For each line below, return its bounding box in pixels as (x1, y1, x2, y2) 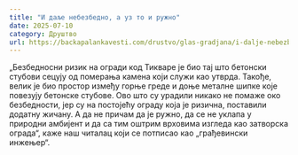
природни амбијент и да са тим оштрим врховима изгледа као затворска (9, 119, 289, 129)
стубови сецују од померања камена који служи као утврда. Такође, (9, 72, 272, 82)
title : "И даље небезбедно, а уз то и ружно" (9, 12, 180, 22)
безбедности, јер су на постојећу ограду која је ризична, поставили (9, 99, 267, 111)
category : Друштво (9, 29, 77, 38)
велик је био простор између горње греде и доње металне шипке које (9, 81, 278, 91)
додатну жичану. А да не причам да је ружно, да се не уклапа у (9, 109, 252, 120)
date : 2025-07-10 (9, 21, 74, 30)
